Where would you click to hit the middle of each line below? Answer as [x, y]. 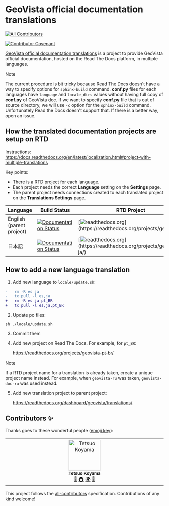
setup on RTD [27, 139]
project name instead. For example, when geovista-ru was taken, [73, 378]
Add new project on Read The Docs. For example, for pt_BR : [74, 343]
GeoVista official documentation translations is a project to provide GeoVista [84, 53]
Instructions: [18, 152]
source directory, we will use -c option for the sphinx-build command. [78, 105]
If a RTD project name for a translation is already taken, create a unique [79, 373]
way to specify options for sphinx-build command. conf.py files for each [81, 89]
